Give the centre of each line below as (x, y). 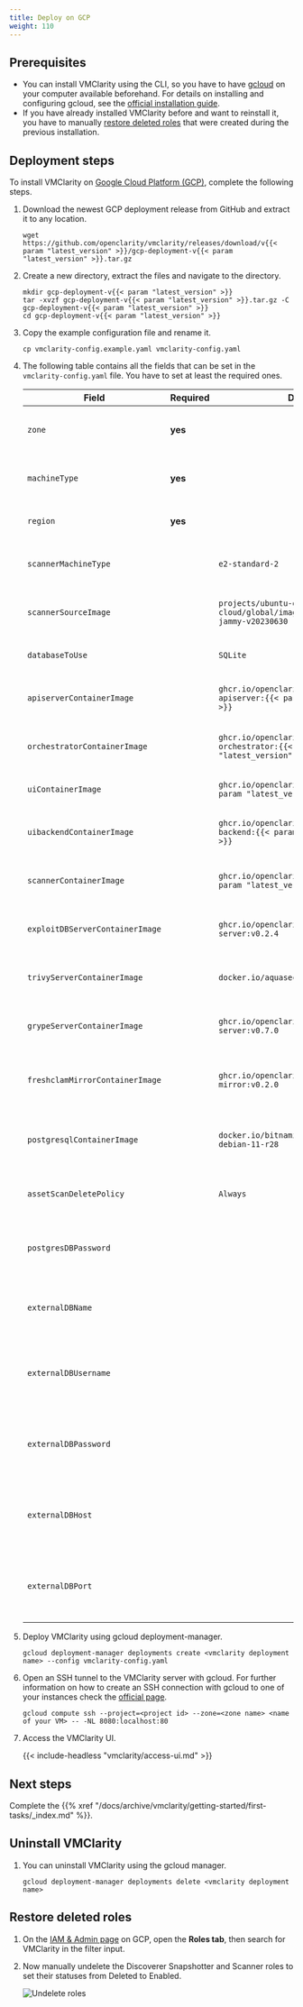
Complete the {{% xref (51, 1805)
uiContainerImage (64, 789)
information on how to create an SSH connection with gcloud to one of (153, 1688)
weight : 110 (32, 26)
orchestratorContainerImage (87, 747)
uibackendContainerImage (80, 832)
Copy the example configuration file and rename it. (117, 333)
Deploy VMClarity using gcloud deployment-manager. (122, 1636)
